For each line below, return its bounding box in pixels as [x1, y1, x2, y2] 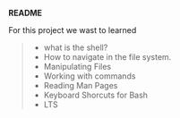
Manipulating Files [43, 62, 112, 72]
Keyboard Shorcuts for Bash [43, 89, 149, 100]
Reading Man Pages [43, 80, 118, 90]
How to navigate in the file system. [43, 52, 172, 62]
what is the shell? [43, 42, 108, 53]
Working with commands [43, 71, 136, 81]
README [8, 8, 42, 18]
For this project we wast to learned [8, 25, 137, 35]
